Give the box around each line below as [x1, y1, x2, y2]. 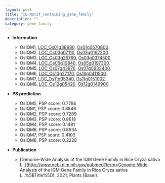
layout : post [5, 7, 32, 12]
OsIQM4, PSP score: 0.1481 [19, 122, 75, 127]
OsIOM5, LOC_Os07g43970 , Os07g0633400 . [19, 65, 111, 71]
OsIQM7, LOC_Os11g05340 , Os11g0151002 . [19, 76, 106, 82]
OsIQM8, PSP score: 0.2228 [19, 137, 77, 143]
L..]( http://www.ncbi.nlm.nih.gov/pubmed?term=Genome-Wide [19, 162, 148, 168]
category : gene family [5, 21, 52, 26]
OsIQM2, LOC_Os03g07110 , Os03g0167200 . [19, 50, 110, 56]
